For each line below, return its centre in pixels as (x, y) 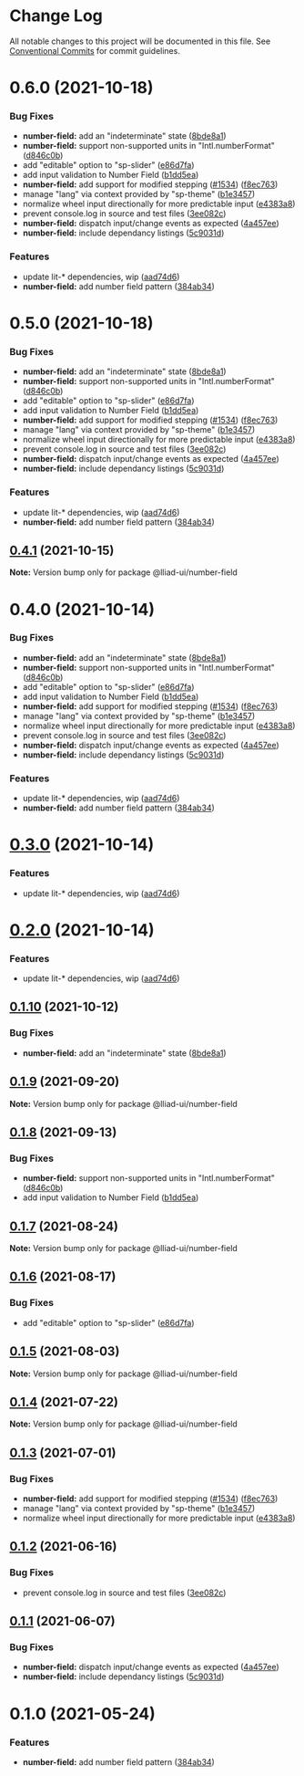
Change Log (56, 16)
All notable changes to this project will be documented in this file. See (140, 41)
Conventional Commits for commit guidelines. (95, 50)
